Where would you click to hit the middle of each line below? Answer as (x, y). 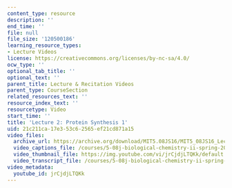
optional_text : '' (33, 77)
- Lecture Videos (32, 52)
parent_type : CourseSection (48, 90)
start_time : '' (29, 116)
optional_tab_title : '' (41, 71)
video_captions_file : (45, 148)
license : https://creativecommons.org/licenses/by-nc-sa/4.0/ (98, 59)
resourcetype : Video (37, 109)
